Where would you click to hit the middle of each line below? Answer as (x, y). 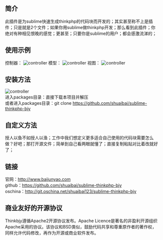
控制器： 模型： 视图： (53, 63)
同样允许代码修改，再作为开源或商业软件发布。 (52, 233)
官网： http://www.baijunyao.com (38, 179)
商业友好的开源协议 (34, 208)
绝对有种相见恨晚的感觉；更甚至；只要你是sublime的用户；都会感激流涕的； (81, 33)
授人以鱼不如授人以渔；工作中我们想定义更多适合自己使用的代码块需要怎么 (79, 138)
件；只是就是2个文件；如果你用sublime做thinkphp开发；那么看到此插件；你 (80, 27)
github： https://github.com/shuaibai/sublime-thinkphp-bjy (64, 185)
